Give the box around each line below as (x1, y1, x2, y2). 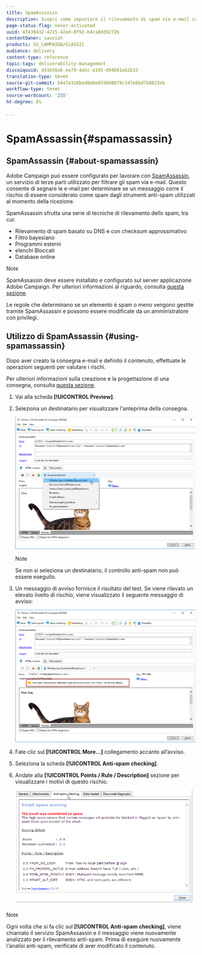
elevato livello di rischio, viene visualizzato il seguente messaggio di (14, 591, 183, 598)
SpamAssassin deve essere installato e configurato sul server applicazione (6, 276, 192, 284)
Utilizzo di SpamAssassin (6, 331, 103, 342)
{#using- (105, 331, 139, 342)
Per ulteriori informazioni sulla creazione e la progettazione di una (6, 375, 170, 382)
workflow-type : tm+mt (6, 86, 61, 92)
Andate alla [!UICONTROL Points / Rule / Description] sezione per (14, 771, 180, 779)
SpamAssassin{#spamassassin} (6, 132, 173, 145)
